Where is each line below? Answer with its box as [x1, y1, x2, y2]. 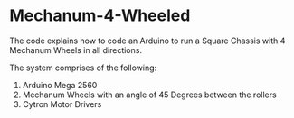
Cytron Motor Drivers [22, 98, 102, 109]
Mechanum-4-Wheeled [9, 5, 191, 26]
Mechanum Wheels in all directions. [9, 44, 143, 55]
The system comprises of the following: [9, 62, 157, 73]
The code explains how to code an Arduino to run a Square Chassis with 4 [9, 35, 286, 46]
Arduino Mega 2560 [22, 79, 98, 90]
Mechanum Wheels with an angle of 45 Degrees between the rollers [22, 89, 278, 100]
